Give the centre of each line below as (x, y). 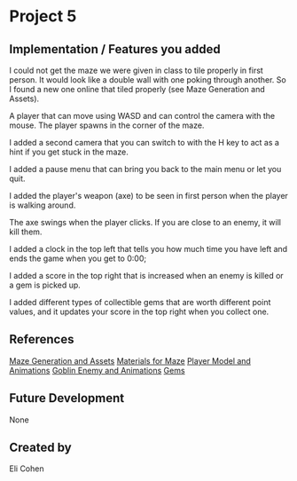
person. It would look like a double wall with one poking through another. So (148, 80)
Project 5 (43, 16)
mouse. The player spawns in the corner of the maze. (107, 125)
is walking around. (43, 205)
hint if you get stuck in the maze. (69, 152)
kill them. (26, 232)
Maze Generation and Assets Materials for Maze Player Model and (130, 360)
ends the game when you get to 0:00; (78, 258)
